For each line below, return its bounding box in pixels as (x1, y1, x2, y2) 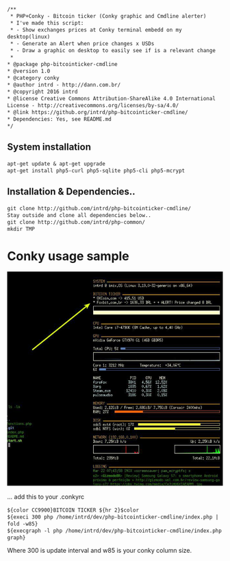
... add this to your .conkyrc (7, 493, 85, 501)
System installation (7, 141, 91, 153)
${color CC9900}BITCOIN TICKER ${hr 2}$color (7, 507, 139, 514)
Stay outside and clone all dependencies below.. (7, 211, 152, 218)
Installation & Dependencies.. (7, 186, 136, 198)
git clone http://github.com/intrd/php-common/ (7, 218, 146, 225)
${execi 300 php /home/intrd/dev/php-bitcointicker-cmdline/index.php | (7, 514, 219, 520)
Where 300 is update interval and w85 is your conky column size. (7, 547, 192, 554)
